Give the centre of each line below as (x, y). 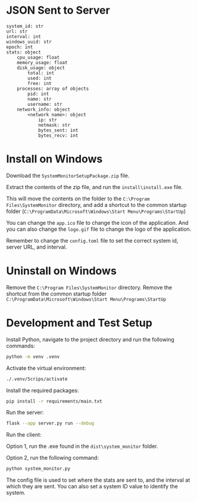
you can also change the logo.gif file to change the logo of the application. (99, 229)
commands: (21, 346)
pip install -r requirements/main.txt (54, 401)
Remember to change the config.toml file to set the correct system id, (92, 240)
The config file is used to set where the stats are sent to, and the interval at (98, 480)
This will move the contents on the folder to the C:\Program (78, 198)
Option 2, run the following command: (53, 458)
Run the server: (25, 412)
